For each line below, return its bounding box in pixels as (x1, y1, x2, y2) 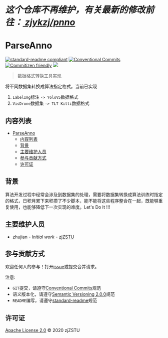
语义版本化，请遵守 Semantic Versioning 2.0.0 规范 (12, 291, 115, 297)
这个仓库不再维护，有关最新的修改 (5, 4, 146, 16)
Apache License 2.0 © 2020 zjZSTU (5, 327, 80, 333)
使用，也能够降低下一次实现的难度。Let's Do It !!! (9, 204, 110, 210)
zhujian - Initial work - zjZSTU (12, 234, 74, 240)
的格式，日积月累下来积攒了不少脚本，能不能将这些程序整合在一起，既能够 (5, 198, 158, 204)
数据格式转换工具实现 (17, 73, 61, 79)
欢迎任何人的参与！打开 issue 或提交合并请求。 (5, 264, 99, 270)
